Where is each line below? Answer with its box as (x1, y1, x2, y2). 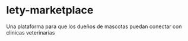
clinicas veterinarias (6, 29, 55, 36)
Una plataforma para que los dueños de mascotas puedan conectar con (6, 23, 182, 30)
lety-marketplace (6, 4, 94, 17)
